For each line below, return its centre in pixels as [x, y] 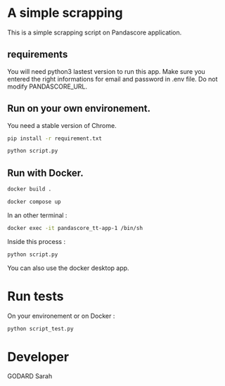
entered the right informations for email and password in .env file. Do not [112, 79]
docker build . [30, 189]
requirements [38, 54]
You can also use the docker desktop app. [68, 268]
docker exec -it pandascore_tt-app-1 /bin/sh [75, 228]
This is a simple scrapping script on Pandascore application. [95, 32]
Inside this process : [36, 241]
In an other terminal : [37, 215]
